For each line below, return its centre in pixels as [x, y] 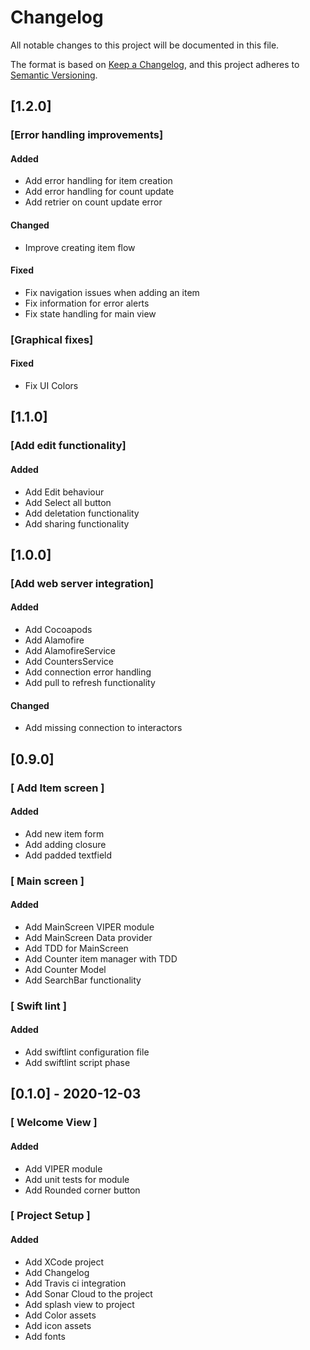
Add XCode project [64, 1262]
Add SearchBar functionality [83, 980]
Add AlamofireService [70, 651]
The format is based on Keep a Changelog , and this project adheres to [155, 64]
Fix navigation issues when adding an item [112, 292]
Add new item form [64, 833]
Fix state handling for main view [90, 313]
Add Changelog [57, 1272]
